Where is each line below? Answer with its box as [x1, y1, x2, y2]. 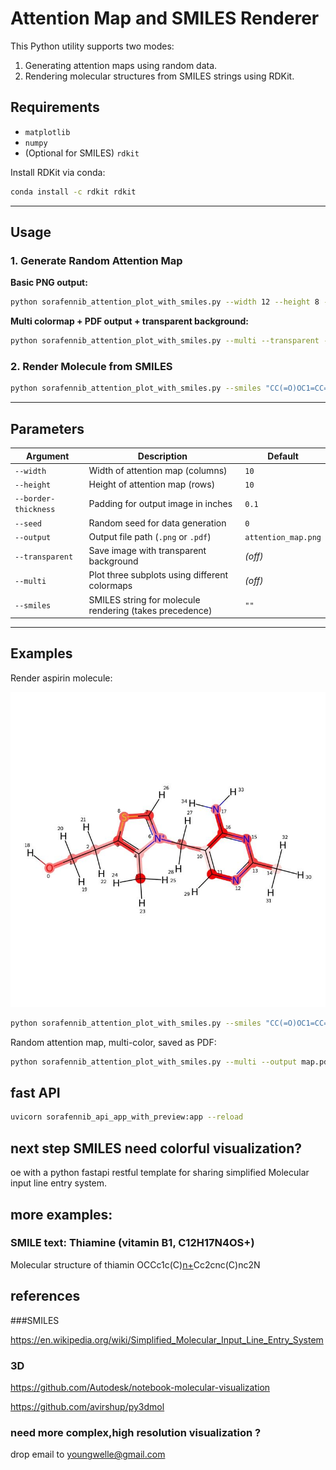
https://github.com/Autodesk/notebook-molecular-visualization [10, 1381, 271, 1393]
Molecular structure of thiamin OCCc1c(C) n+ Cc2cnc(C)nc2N [10, 1258, 261, 1271]
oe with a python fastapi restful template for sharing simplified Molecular [10, 1167, 310, 1179]
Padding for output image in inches [88, 497, 233, 509]
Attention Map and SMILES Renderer [10, 7, 320, 30]
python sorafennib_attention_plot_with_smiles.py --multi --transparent [10, 336, 320, 346]
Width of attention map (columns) [88, 464, 228, 476]
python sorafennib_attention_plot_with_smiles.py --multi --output [10, 1057, 298, 1067]
